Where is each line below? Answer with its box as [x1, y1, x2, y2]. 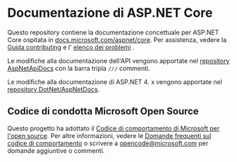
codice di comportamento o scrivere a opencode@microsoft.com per [7, 139, 209, 147]
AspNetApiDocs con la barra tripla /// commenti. [7, 64, 150, 72]
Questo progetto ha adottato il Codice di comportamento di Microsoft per [7, 124, 220, 133]
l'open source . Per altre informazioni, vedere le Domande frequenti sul [7, 131, 212, 140]
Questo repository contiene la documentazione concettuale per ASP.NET [7, 28, 219, 36]
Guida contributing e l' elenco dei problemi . [7, 43, 135, 51]
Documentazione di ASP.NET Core [7, 5, 213, 21]
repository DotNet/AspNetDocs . [7, 85, 100, 93]
